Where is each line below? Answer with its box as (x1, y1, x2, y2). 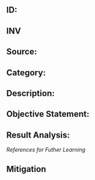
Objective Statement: (6, 109, 90, 119)
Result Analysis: (6, 130, 70, 140)
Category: (6, 67, 46, 78)
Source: (6, 47, 37, 57)
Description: (6, 88, 55, 99)
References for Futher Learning (6, 146, 86, 154)
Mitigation (6, 163, 47, 174)
